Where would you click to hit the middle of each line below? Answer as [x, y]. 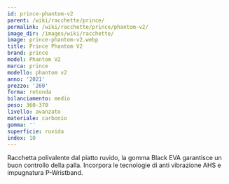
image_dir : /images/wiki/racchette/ [61, 33]
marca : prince [28, 66]
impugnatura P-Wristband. [45, 173]
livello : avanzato [34, 112]
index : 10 [22, 138]
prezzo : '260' [28, 86]
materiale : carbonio [37, 118]
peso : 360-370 [28, 105]
